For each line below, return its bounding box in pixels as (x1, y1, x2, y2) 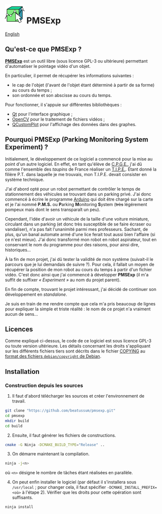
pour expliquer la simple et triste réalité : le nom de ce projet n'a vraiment (5, 306, 151, 312)
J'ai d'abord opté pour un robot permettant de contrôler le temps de (5, 186, 141, 192)
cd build (5, 423, 23, 428)
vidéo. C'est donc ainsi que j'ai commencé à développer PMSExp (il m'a (5, 272, 149, 277)
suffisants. (12, 495, 33, 500)
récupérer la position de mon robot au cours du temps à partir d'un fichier (5, 266, 152, 273)
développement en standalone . (5, 291, 67, 297)
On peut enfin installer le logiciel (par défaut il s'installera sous (12, 479, 136, 485)
